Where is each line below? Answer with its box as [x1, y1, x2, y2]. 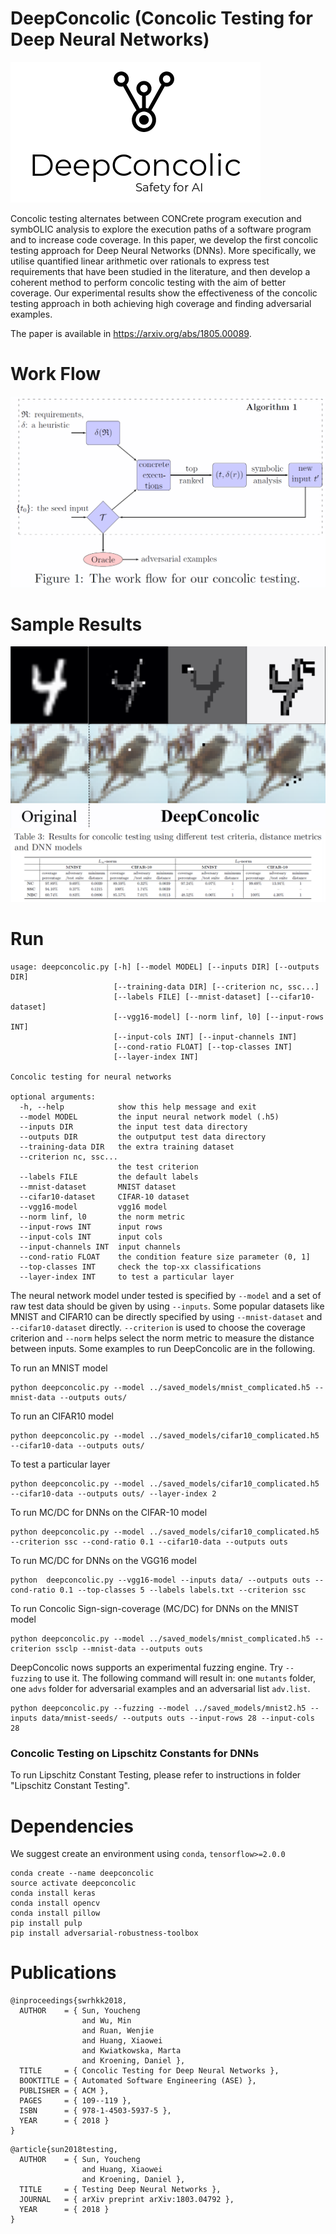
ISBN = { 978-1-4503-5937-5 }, [19, 2106, 172, 2116]
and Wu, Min [81, 2016, 132, 2026]
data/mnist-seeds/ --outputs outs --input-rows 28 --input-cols [41, 1713, 315, 1724]
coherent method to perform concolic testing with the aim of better [10, 276, 287, 288]
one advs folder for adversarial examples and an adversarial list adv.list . [10, 1683, 311, 1695]
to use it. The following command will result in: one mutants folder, [44, 1672, 316, 1684]
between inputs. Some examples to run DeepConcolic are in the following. [10, 1343, 316, 1355]
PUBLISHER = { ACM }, [19, 2086, 110, 2096]
